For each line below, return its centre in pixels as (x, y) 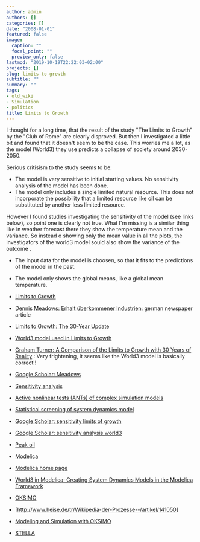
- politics (20, 107)
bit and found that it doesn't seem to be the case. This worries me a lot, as (98, 143)
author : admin (24, 12)
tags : (13, 91)
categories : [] (25, 23)
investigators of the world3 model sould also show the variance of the (93, 242)
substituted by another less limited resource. (70, 205)
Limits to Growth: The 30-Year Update (62, 326)
